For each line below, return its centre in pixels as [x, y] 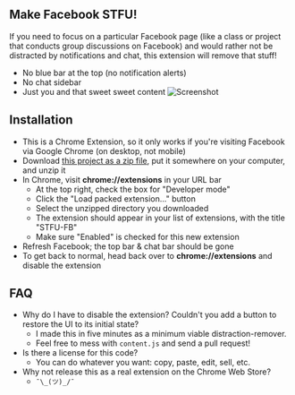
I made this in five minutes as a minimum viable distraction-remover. [161, 334]
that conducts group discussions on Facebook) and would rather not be [141, 46]
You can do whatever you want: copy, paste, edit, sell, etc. [143, 363]
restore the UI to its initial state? [80, 324]
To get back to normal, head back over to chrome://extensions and [147, 255]
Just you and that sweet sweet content [94, 91]
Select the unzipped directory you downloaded [122, 208]
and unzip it [44, 170]
